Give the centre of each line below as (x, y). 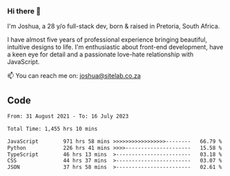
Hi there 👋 (24, 11)
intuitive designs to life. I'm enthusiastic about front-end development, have (115, 47)
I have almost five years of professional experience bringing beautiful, (107, 40)
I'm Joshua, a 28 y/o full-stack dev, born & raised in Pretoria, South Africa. (114, 26)
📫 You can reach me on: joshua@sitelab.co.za (74, 76)
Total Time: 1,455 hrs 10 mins (52, 129)
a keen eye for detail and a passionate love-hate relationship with (100, 54)
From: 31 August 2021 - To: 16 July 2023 (68, 117)
